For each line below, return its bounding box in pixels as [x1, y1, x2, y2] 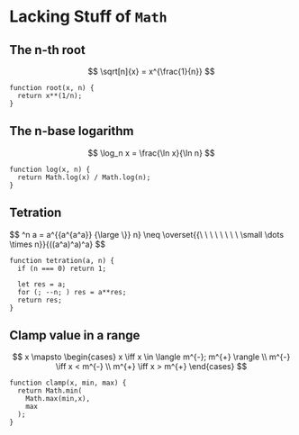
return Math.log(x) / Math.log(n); [17, 173, 151, 182]
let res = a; [17, 279, 67, 289]
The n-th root [9, 42, 86, 58]
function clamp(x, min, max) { [9, 378, 127, 388]
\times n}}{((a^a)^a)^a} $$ [9, 239, 106, 249]
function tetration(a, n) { [9, 256, 115, 265]
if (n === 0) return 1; [17, 264, 106, 273]
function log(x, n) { [9, 165, 91, 174]
